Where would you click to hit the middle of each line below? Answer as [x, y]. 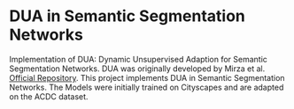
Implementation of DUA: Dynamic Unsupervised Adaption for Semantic [139, 59]
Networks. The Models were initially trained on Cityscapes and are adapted [147, 87]
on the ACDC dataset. [49, 96]
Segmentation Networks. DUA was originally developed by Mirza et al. [137, 69]
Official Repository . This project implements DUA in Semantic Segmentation [147, 77]
